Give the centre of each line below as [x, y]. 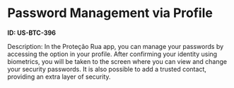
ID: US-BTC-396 [32, 33]
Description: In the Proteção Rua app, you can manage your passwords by [116, 46]
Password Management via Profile [110, 13]
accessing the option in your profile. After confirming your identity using [112, 54]
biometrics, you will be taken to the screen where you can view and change [117, 61]
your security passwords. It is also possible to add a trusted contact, [107, 69]
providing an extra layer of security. [59, 77]
